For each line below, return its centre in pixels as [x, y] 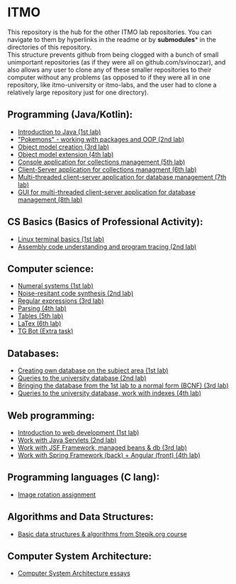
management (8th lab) [50, 199]
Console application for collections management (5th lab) [101, 162]
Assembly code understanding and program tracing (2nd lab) [107, 246]
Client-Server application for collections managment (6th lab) [107, 169]
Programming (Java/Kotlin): [70, 115]
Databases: [33, 353]
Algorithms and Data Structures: [80, 517]
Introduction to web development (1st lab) [78, 433]
